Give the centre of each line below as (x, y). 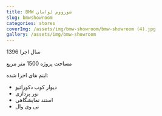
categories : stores (31, 23)
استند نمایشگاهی (34, 100)
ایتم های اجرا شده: (27, 75)
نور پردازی (27, 94)
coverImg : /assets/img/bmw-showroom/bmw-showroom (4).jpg (81, 29)
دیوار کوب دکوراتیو (36, 87)
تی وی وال (27, 106)
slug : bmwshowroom (29, 18)
